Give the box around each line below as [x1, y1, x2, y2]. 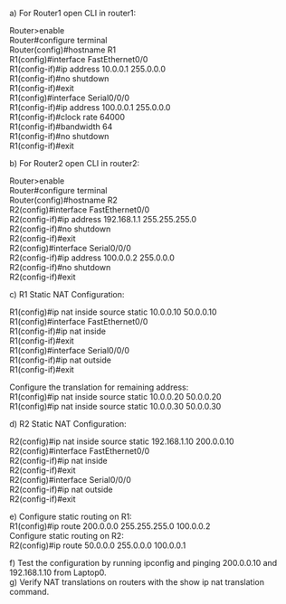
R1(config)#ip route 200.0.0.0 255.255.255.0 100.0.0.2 [9, 521, 211, 532]
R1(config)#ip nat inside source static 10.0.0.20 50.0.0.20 [9, 392, 222, 401]
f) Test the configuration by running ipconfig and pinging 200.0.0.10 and [9, 558, 278, 568]
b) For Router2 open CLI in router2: [9, 158, 140, 168]
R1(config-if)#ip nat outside [9, 354, 111, 365]
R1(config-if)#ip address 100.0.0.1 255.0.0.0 [9, 102, 171, 112]
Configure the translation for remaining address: [9, 382, 189, 392]
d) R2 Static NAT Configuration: [9, 419, 127, 429]
